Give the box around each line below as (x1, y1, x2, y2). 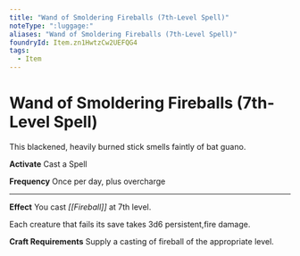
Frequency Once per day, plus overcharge (9, 176, 166, 186)
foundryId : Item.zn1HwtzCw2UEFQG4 (9, 37, 138, 47)
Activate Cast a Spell (9, 158, 87, 169)
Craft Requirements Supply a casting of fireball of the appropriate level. (9, 235, 274, 246)
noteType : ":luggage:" (9, 21, 94, 30)
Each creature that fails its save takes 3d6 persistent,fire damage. (9, 219, 251, 229)
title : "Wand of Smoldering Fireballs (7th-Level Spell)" (9, 12, 229, 22)
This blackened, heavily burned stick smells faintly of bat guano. (9, 141, 246, 152)
